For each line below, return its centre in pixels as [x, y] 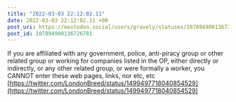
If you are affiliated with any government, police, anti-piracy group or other [115, 53]
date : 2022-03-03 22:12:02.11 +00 [58, 20]
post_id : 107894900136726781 [50, 33]
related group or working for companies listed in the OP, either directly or [113, 61]
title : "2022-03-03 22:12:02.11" [56, 14]
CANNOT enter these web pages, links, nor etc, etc [81, 76]
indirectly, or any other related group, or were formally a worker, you [106, 68]
